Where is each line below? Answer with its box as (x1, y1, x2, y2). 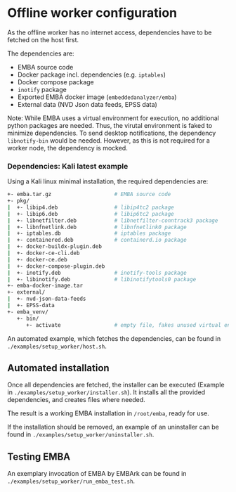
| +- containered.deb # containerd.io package (7, 237, 188, 244)
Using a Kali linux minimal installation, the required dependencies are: (7, 177, 209, 186)
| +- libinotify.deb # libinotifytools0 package (7, 276, 197, 283)
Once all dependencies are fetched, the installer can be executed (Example (7, 381, 225, 389)
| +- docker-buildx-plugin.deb (7, 243, 102, 250)
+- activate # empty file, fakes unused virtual (25, 321, 221, 328)
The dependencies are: (7, 49, 75, 58)
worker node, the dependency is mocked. (7, 143, 128, 152)
